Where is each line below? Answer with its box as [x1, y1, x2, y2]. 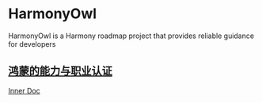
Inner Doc [8, 86, 41, 95]
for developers [8, 39, 56, 48]
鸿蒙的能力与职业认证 [8, 64, 112, 78]
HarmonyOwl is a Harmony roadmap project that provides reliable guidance [8, 31, 255, 40]
